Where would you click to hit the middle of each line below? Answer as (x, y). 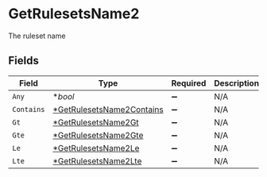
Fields (24, 61)
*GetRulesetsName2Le (96, 148)
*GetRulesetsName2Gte (98, 135)
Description (237, 83)
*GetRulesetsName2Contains (108, 110)
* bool (64, 96)
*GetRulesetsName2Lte (97, 161)
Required (189, 83)
